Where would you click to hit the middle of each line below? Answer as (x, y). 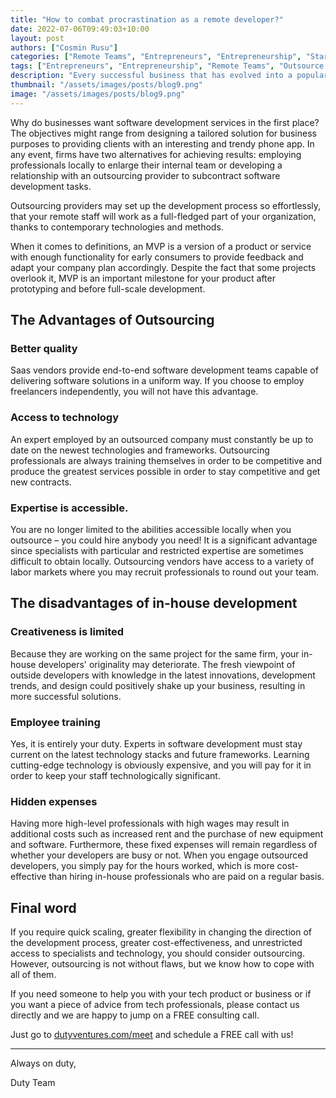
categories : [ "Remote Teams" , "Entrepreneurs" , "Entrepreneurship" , (156, 57)
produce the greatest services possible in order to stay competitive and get (165, 471)
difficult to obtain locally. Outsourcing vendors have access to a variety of (162, 561)
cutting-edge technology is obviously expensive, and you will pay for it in (161, 765)
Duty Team (33, 1082)
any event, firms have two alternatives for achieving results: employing (156, 154)
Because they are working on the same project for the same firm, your (155, 653)
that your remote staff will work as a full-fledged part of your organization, (163, 216)
